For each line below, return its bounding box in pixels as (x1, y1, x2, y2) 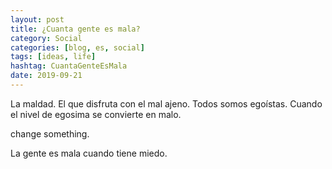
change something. (10, 127, 90, 140)
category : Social (10, 33, 83, 43)
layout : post (10, 14, 65, 25)
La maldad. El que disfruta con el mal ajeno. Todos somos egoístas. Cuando (10, 97, 323, 110)
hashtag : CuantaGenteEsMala (10, 61, 128, 71)
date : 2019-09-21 (10, 71, 83, 81)
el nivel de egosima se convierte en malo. (10, 108, 182, 120)
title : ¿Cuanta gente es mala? (10, 24, 141, 34)
